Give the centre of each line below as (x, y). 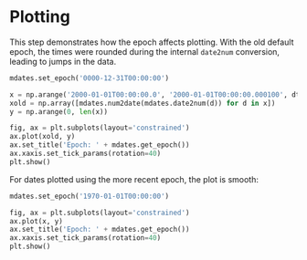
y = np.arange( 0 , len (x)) (58, 111)
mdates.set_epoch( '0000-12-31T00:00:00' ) (90, 78)
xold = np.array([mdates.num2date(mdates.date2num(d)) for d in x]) (143, 103)
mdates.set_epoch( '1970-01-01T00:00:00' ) (90, 196)
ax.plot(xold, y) (42, 137)
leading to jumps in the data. (63, 61)
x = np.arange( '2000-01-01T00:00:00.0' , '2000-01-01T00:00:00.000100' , (148, 94)
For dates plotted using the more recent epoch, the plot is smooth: (134, 179)
